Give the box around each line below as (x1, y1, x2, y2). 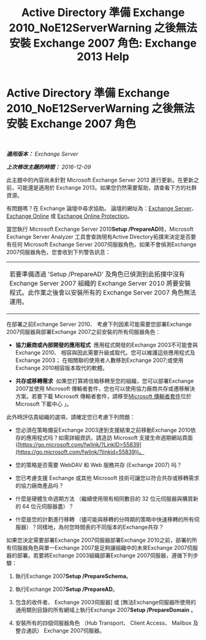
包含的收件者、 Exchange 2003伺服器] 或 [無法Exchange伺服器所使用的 (15, 598, 196, 606)
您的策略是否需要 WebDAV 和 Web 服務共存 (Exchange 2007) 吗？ (15, 461, 182, 468)
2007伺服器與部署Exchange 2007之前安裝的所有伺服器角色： (6, 328, 161, 335)
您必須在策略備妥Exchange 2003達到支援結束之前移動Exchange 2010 (15, 426, 191, 433)
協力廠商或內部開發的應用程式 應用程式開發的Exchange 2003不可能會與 (15, 341, 198, 349)
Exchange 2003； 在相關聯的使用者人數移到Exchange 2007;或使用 (15, 357, 184, 364)
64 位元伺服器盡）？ (22, 503, 74, 510)
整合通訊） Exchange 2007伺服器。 (15, 627, 105, 634)
